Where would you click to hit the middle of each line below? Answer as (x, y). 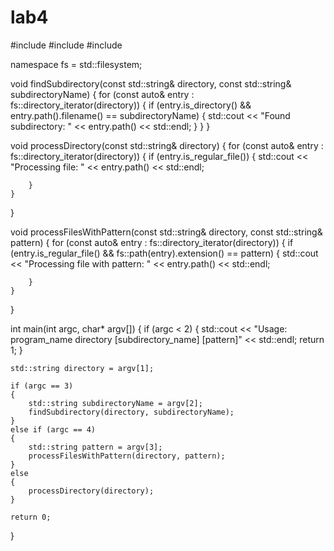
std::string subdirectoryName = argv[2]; (115, 403)
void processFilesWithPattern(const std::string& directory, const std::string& (166, 232)
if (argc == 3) (42, 386)
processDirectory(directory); (91, 491)
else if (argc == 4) (53, 429)
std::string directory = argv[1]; (82, 368)
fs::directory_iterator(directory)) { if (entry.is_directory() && (131, 105)
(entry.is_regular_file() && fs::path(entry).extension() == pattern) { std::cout (164, 253)
